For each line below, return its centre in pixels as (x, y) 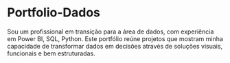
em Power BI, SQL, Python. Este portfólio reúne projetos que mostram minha (115, 38)
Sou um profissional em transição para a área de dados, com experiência (111, 32)
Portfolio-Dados (54, 13)
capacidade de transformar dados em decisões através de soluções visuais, (115, 46)
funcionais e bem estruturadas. (51, 53)
